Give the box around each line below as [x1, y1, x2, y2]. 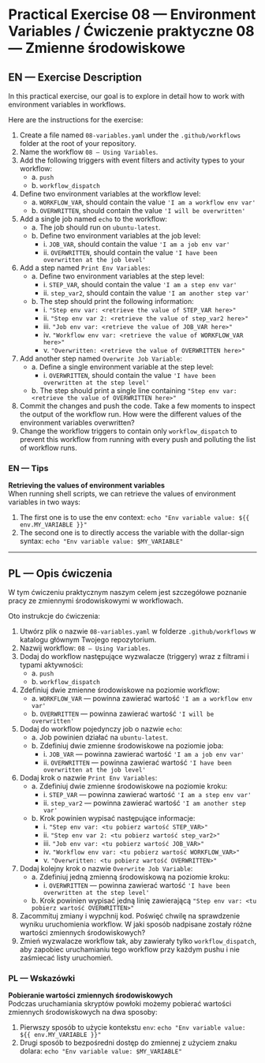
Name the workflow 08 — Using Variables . [19, 148, 159, 156]
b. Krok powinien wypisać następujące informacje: [31, 814, 196, 823]
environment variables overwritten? [19, 418, 136, 427]
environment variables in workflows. [8, 100, 126, 109]
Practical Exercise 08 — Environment [8, 6, 256, 24]
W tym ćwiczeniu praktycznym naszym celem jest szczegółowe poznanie [8, 588, 247, 597]
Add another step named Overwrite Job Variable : [19, 354, 183, 363]
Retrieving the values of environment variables [8, 481, 166, 490]
